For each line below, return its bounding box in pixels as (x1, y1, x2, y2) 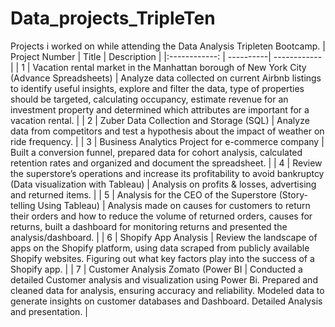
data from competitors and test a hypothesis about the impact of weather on (10, 125, 325, 137)
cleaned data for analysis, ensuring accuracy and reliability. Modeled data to (10, 284, 325, 296)
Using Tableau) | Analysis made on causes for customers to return (37, 199, 311, 211)
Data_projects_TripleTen (10, 7, 216, 30)
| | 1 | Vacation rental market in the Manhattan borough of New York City (10, 61, 307, 73)
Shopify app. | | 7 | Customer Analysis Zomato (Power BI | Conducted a (10, 263, 303, 275)
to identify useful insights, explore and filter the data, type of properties (10, 82, 305, 94)
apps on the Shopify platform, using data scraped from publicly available (10, 242, 310, 254)
